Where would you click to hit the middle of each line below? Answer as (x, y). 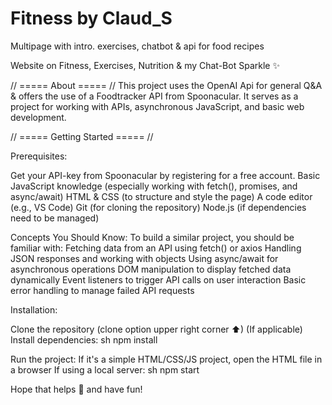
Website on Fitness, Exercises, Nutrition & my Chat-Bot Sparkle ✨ (145, 65)
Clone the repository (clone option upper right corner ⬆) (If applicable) (156, 329)
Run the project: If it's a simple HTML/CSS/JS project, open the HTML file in (166, 359)
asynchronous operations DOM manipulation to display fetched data (151, 269)
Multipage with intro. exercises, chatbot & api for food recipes (137, 46)
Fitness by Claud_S (91, 18)
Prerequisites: (39, 156)
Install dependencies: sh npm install (84, 339)
